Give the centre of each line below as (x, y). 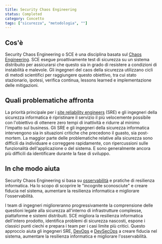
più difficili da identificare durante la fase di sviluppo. (58, 153)
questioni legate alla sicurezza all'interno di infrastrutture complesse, (74, 210)
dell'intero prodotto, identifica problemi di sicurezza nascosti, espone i (75, 221)
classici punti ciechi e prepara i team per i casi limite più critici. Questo (75, 226)
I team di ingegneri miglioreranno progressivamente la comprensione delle (79, 205)
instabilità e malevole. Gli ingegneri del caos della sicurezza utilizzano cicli (79, 70)
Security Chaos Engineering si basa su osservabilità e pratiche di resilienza (80, 180)
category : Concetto (25, 18)
